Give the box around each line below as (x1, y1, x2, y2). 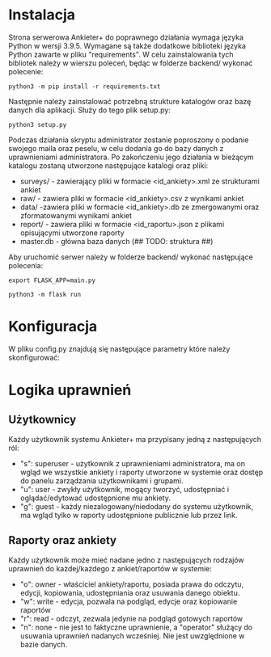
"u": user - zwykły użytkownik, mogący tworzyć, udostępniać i (19, 484, 229, 494)
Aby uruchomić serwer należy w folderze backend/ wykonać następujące (8, 252, 253, 262)
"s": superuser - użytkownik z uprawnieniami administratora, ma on (19, 458, 245, 468)
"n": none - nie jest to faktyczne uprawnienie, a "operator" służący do (19, 622, 253, 632)
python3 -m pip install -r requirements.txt (8, 82, 161, 91)
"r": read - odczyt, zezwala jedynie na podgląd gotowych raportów (19, 613, 243, 623)
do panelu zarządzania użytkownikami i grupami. (19, 475, 184, 486)
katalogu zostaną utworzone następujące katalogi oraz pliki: (8, 160, 209, 171)
